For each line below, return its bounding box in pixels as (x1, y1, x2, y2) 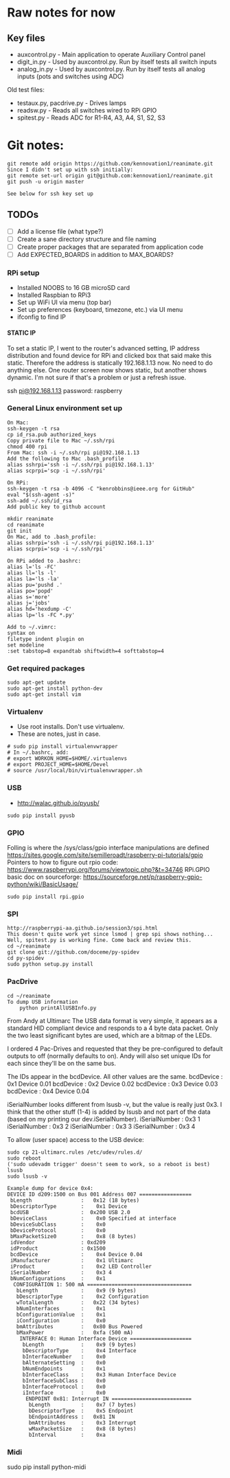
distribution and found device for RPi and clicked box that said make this (7, 351, 211, 359)
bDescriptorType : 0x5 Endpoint (28, 1407, 134, 1414)
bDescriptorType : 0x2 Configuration (16, 1293, 149, 1300)
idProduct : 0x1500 (10, 1245, 106, 1252)
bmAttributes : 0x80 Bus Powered (16, 1323, 143, 1330)
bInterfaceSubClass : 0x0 (22, 1377, 106, 1384)
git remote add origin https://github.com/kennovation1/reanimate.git (7, 160, 214, 167)
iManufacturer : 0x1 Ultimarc (10, 1257, 134, 1264)
